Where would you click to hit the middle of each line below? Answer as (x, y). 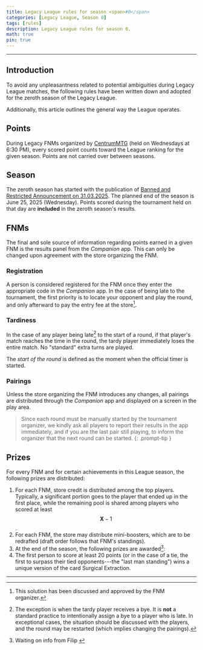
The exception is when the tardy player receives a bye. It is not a (95, 609)
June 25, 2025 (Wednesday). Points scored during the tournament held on (99, 202)
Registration (25, 271)
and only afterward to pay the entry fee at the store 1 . (72, 304)
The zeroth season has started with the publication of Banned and (89, 190)
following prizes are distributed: (46, 479)
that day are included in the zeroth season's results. (71, 209)
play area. (19, 407)
